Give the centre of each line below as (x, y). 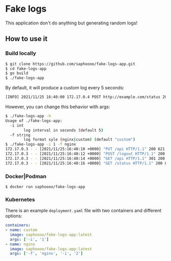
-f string (20, 135)
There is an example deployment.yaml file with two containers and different (83, 211)
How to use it (26, 39)
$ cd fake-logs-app (26, 69)
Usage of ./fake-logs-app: (34, 121)
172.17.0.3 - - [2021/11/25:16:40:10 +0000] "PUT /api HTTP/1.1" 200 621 (85, 149)
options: (14, 216)
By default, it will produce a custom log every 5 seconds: (65, 88)
